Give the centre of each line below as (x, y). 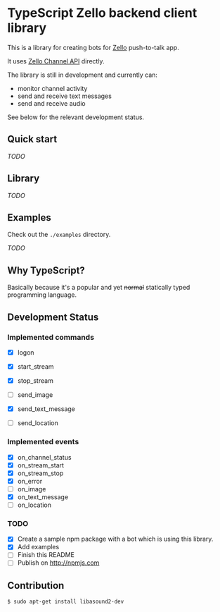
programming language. (42, 295)
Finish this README (46, 555)
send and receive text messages (65, 96)
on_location (34, 505)
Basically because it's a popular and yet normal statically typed (99, 288)
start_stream (35, 366)
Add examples (38, 547)
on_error (30, 481)
